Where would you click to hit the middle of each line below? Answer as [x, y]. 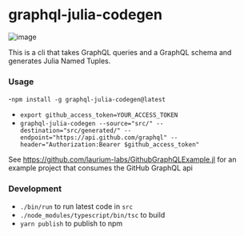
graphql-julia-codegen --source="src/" [86, 124]
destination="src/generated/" [70, 131]
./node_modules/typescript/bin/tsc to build [92, 214]
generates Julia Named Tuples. [60, 61]
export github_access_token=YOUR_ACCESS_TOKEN [99, 115]
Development [35, 189]
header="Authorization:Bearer [70, 145]
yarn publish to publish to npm [71, 223]
